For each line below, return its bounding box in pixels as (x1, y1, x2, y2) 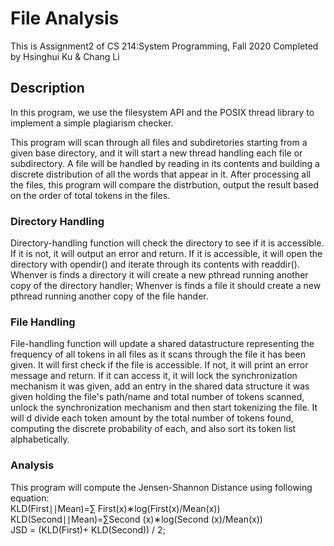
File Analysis (10, 7, 120, 30)
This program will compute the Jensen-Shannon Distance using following (10, 481, 313, 493)
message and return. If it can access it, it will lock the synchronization (10, 370, 298, 382)
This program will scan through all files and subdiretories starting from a (10, 136, 308, 148)
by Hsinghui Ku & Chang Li (10, 50, 120, 62)
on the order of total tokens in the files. (10, 189, 171, 201)
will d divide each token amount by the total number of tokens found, (10, 412, 294, 424)
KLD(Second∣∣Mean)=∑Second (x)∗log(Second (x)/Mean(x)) (10, 513, 263, 525)
